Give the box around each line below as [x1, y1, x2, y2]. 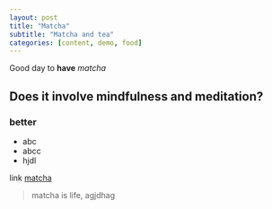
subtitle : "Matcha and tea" [9, 30, 115, 39]
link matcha [9, 172, 52, 183]
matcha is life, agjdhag [31, 189, 115, 200]
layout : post [9, 13, 58, 22]
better [9, 116, 38, 128]
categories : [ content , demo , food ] [9, 38, 143, 48]
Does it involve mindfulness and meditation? [9, 89, 264, 104]
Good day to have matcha [9, 63, 106, 74]
